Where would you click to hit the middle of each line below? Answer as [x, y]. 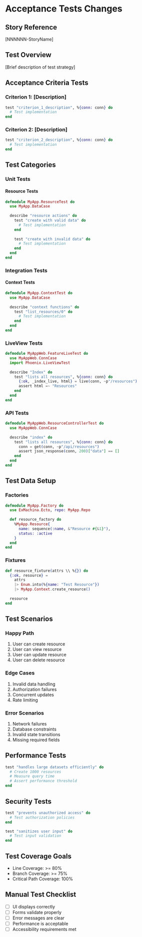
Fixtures [15, 560]
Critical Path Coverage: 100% [43, 879]
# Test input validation [35, 836]
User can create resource [39, 644]
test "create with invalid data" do [52, 239]
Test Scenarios [29, 619]
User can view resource [37, 649]
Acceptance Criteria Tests [47, 83]
